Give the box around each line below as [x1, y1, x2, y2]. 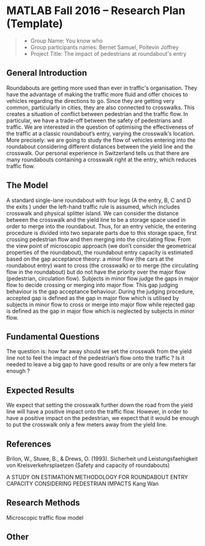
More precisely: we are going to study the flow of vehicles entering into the [6, 136, 196, 144]
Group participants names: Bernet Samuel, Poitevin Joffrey [30, 44, 179, 51]
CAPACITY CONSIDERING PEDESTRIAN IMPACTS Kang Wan [6, 480, 159, 487]
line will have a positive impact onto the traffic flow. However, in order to [6, 408, 188, 415]
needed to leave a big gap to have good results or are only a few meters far [6, 361, 196, 368]
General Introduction [6, 68, 88, 79]
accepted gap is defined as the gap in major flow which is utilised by [6, 294, 179, 301]
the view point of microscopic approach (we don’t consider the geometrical [6, 242, 197, 249]
